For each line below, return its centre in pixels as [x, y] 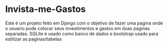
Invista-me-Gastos [46, 9]
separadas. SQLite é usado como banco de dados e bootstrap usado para [82, 33]
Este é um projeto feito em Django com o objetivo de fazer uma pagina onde [84, 23]
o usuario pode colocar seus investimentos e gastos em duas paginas [77, 28]
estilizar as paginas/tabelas [33, 39]
